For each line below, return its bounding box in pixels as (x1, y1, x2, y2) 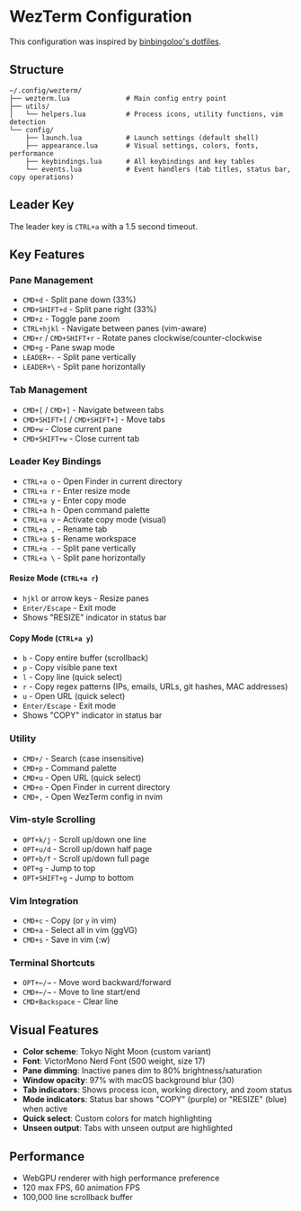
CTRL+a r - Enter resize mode (22, 485, 130, 496)
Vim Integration (9, 894, 79, 907)
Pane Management (9, 274, 94, 286)
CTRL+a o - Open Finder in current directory (22, 475, 182, 487)
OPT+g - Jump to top (22, 862, 96, 874)
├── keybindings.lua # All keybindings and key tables (25, 157, 255, 166)
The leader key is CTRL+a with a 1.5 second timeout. (9, 220, 199, 231)
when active (22, 1104, 68, 1115)
